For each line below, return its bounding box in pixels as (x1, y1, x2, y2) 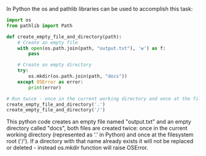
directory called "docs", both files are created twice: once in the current (6, 125, 188, 132)
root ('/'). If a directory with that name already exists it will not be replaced (6, 138, 194, 145)
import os (6, 17, 32, 23)
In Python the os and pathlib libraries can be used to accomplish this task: (6, 6, 193, 12)
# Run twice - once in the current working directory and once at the (6, 95, 191, 102)
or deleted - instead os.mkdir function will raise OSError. (6, 144, 148, 152)
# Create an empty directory (17, 62, 92, 68)
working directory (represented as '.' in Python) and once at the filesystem (6, 131, 194, 138)
